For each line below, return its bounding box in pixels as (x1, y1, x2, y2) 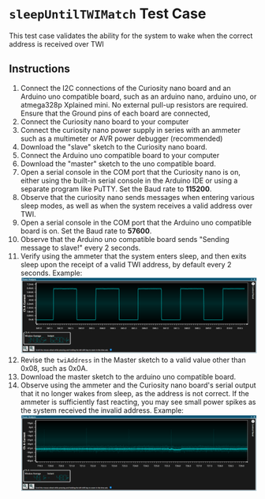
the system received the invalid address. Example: (20, 405, 184, 415)
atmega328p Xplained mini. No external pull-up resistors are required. (20, 100, 248, 109)
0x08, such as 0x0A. (20, 363, 88, 372)
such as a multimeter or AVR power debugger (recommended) (20, 134, 223, 143)
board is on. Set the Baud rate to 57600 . (20, 226, 152, 236)
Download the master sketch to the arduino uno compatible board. (20, 372, 237, 381)
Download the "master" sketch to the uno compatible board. (20, 159, 216, 168)
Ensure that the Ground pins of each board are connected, (20, 108, 211, 118)
